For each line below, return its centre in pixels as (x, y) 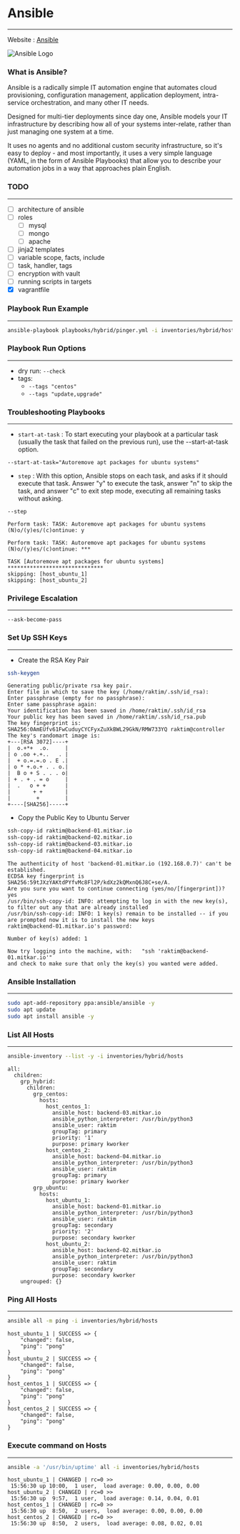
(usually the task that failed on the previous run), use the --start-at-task (123, 441)
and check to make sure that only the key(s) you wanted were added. (113, 963)
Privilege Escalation (43, 598)
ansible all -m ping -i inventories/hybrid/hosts (83, 1321)
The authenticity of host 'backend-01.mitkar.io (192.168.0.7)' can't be (120, 863)
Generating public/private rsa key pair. (70, 686)
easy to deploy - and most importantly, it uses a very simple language (110, 153)
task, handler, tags (45, 265)
